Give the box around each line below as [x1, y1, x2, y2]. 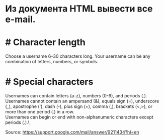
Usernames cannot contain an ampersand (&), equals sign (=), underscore [5, 98, 159, 104]
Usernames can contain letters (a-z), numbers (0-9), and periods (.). [5, 93, 147, 99]
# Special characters [5, 76, 94, 88]
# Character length [5, 37, 86, 48]
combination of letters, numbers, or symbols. [5, 59, 99, 65]
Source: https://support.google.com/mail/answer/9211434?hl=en [5, 129, 139, 135]
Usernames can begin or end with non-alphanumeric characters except [5, 114, 153, 120]
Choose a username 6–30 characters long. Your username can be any [5, 53, 151, 59]
